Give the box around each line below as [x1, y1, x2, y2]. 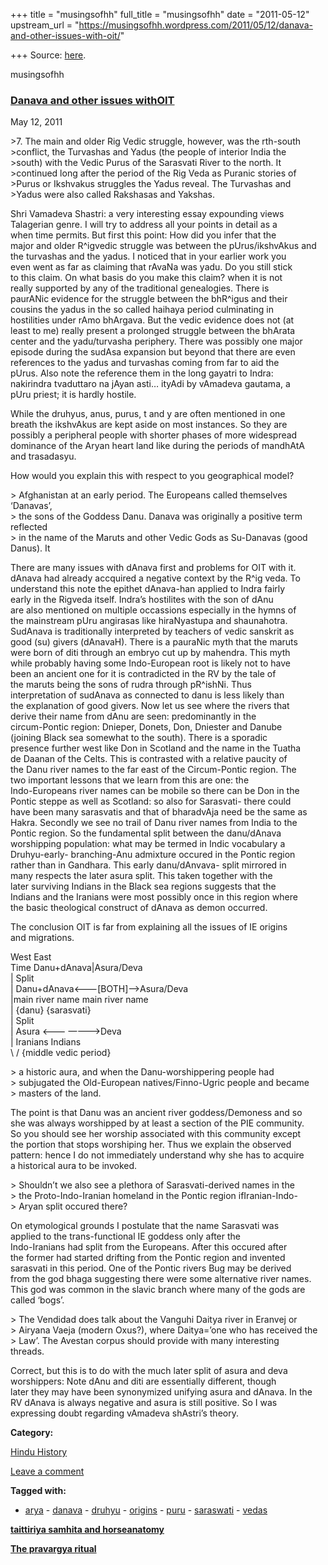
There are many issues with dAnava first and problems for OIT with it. [10, 562, 297, 574]
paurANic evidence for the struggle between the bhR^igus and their [10, 293, 288, 305]
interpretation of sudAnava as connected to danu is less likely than [10, 689, 285, 701]
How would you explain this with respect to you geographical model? [10, 470, 295, 482]
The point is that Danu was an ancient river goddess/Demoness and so [10, 1107, 303, 1119]
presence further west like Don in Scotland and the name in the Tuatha [10, 742, 302, 754]
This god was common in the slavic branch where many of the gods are [10, 1284, 306, 1296]
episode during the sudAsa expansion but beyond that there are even [10, 346, 296, 358]
